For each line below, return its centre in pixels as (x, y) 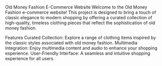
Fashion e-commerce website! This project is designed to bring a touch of (81, 12)
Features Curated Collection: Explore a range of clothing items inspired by (81, 37)
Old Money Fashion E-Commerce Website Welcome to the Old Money (76, 7)
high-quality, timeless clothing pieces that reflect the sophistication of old (80, 23)
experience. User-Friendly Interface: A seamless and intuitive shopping (78, 53)
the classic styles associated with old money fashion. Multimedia (71, 43)
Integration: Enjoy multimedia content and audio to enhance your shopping (81, 48)
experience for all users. (30, 58)
